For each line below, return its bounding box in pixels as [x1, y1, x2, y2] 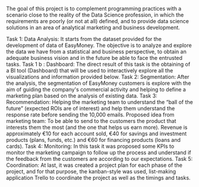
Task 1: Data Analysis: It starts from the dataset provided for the [6, 36, 162, 42]
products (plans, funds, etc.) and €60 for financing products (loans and [6, 137, 181, 143]
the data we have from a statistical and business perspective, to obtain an [6, 48, 187, 55]
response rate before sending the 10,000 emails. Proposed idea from [6, 111, 175, 118]
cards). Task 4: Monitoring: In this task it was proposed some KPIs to [6, 142, 175, 150]
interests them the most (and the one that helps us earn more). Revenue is [6, 124, 188, 131]
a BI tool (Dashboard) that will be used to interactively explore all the [6, 67, 173, 74]
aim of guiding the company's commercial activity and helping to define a [6, 86, 186, 93]
